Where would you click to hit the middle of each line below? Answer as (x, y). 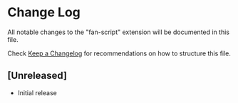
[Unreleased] (37, 76)
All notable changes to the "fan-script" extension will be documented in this (119, 32)
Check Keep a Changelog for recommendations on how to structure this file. (119, 53)
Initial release (37, 92)
